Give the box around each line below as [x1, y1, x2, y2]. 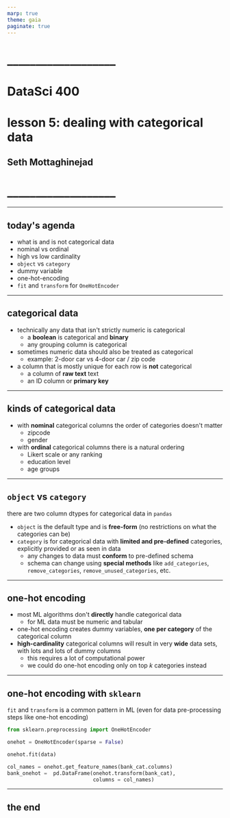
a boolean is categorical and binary [27, 333, 129, 341]
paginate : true [7, 23, 51, 29]
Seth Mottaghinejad [7, 157, 94, 168]
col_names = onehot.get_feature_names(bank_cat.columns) [7, 763, 173, 770]
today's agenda [7, 220, 75, 231]
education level [27, 457, 71, 465]
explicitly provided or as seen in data [16, 544, 121, 552]
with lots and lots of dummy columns [16, 647, 121, 655]
